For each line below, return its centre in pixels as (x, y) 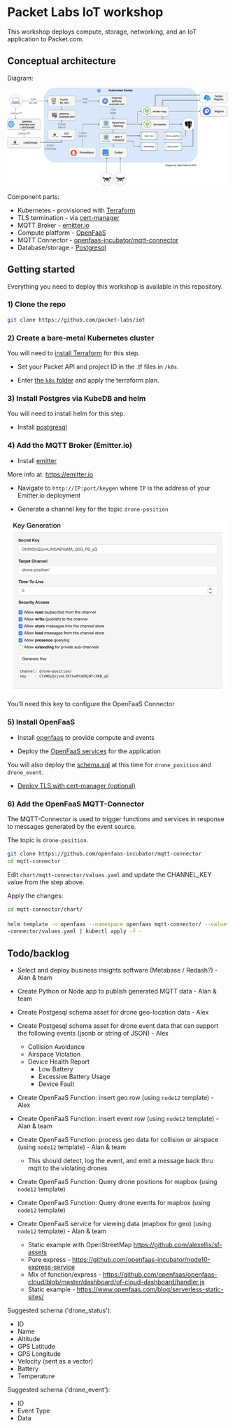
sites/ (36, 1297)
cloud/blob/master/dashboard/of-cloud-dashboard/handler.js (116, 1282)
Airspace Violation (54, 1055)
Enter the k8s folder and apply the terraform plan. (88, 380)
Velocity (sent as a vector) (55, 1361)
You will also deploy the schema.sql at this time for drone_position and (109, 764)
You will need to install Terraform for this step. (73, 353)
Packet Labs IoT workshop (85, 12)
